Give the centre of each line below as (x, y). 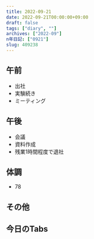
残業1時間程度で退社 (39, 152)
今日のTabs (27, 229)
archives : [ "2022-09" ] (34, 34)
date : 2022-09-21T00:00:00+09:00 (47, 17)
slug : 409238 (22, 45)
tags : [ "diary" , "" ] (32, 28)
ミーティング (30, 100)
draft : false (22, 23)
